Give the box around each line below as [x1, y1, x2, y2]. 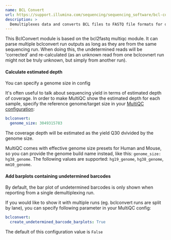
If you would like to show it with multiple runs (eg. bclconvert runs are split [5, 199, 161, 206]
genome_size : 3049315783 [10, 121, 63, 126]
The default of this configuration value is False [5, 229, 103, 235]
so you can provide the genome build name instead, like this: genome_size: [5, 151, 161, 157]
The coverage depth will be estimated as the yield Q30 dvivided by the [5, 130, 154, 136]
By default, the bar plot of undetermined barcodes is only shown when [5, 184, 154, 191]
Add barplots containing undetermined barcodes [5, 173, 111, 179]
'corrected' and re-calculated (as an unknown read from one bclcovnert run [5, 52, 164, 58]
